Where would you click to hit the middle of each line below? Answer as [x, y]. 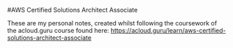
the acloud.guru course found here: [58, 31]
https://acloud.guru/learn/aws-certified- [168, 31]
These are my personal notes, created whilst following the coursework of [112, 23]
